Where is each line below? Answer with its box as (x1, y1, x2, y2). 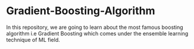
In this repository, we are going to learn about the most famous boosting (6, 24, 183, 31)
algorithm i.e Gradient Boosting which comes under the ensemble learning (6, 30, 189, 37)
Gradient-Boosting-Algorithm (6, 4, 155, 18)
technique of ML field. (6, 36, 61, 43)
